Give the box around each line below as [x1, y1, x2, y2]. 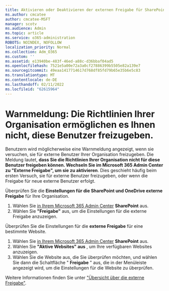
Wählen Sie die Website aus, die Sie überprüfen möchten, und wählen [12, 254, 157, 260]
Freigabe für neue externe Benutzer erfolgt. [5, 178, 96, 184]
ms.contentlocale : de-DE [5, 77, 57, 82]
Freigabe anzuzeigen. [12, 214, 58, 220]
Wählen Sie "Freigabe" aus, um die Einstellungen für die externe [12, 208, 147, 214]
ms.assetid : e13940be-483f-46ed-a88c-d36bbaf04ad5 [5, 59, 114, 64]
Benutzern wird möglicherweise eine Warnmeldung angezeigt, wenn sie [5, 146, 154, 152]
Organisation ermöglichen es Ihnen [5, 119, 155, 130]
